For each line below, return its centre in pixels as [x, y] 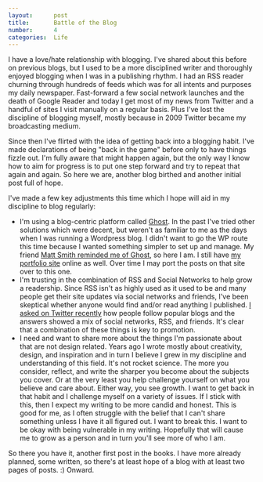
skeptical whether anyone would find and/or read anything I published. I [135, 305]
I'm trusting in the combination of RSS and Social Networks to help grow [136, 280]
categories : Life [38, 37]
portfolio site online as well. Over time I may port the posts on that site [132, 263]
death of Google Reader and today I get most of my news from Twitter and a [131, 101]
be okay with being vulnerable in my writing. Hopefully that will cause [131, 430]
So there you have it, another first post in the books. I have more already [124, 453]
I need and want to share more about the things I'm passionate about [131, 339]
